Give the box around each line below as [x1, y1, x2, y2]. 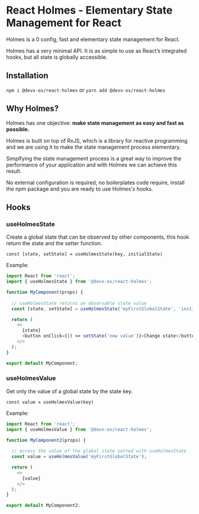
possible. [6, 126, 30, 133]
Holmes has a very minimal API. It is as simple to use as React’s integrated [6, 47, 187, 54]
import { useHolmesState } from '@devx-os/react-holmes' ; [6, 279, 152, 285]
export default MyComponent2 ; [6, 503, 81, 509]
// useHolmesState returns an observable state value [11, 300, 147, 306]
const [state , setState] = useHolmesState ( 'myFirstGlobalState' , [11, 306, 176, 311]
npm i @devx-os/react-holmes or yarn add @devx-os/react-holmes [6, 86, 166, 94]
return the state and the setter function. [6, 240, 102, 247]
